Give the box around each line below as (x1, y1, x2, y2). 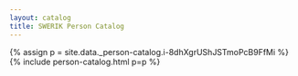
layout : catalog (9, 13, 71, 23)
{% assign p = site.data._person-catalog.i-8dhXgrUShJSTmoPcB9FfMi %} (9, 46, 290, 57)
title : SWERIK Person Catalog (9, 22, 125, 31)
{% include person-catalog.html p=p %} (9, 56, 161, 67)
